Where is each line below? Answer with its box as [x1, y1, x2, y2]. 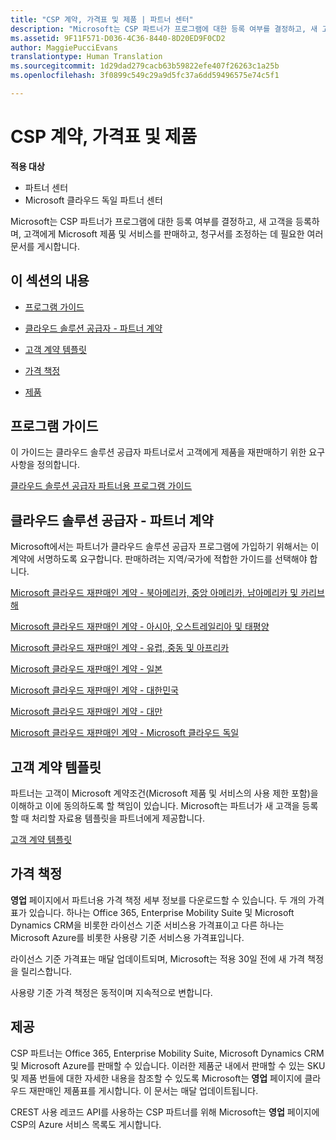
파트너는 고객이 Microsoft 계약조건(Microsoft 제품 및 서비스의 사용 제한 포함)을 [10, 787, 319, 800]
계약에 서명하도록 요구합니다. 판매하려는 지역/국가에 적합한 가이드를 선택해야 [10, 553, 308, 565]
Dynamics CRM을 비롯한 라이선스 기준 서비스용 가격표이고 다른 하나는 [10, 919, 285, 931]
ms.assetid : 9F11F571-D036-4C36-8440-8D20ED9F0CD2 [10, 33, 226, 43]
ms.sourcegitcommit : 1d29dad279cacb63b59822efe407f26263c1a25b [10, 61, 280, 71]
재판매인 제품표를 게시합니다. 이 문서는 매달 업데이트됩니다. [28, 1084, 259, 1096]
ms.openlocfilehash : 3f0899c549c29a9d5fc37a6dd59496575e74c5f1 [10, 71, 280, 81]
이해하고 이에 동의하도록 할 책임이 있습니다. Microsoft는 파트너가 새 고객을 [10, 800, 300, 812]
